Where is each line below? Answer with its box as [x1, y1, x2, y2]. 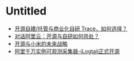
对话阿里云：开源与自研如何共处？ [14, 32, 100, 40]
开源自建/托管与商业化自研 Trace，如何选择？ [14, 25, 128, 32]
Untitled [5, 4, 47, 18]
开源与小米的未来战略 [14, 40, 68, 47]
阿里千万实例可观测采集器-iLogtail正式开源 [14, 47, 120, 55]
